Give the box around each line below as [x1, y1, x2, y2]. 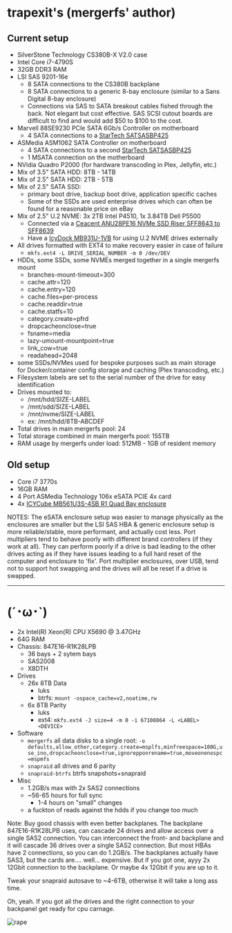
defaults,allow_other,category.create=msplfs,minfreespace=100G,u [27, 743, 223, 750]
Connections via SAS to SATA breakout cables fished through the [27, 102, 213, 110]
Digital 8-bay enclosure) [27, 95, 97, 103]
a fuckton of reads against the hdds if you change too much [27, 805, 198, 814]
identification [17, 381, 55, 389]
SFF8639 [27, 226, 54, 235]
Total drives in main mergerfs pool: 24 [17, 424, 126, 433]
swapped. [7, 571, 36, 580]
